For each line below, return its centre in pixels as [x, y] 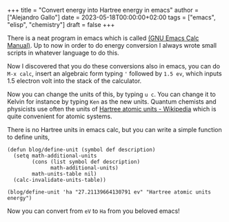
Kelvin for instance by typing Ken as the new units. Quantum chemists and [112, 102]
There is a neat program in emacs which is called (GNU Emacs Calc [103, 38]
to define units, [29, 137]
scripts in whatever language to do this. [63, 53]
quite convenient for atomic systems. [60, 116]
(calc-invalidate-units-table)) [60, 180]
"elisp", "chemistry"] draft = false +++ [61, 25]
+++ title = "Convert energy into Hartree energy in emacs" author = [103, 10]
